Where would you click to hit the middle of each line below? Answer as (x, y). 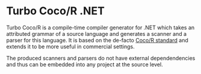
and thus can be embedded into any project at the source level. (85, 64)
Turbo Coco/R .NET (56, 11)
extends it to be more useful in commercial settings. (70, 47)
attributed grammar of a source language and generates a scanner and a (97, 33)
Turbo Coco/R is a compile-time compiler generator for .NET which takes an (100, 27)
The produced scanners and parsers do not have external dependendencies (101, 58)
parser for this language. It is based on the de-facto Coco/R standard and (97, 40)
